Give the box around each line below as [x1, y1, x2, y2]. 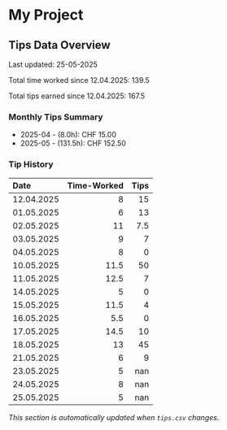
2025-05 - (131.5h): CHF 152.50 [20, 138, 126, 148]
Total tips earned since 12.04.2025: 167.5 [8, 91, 146, 101]
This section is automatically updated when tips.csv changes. [8, 412, 220, 422]
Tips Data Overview [8, 38, 111, 52]
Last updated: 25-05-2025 [8, 59, 98, 69]
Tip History [8, 159, 54, 170]
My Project [8, 6, 84, 24]
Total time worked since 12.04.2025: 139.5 [8, 76, 151, 85]
